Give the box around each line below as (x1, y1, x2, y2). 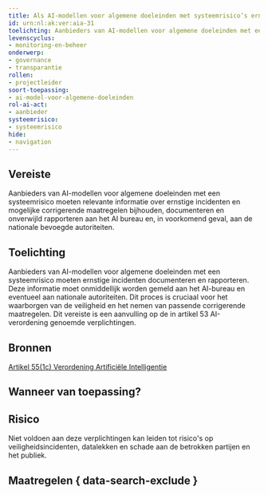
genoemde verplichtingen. (49, 318, 137, 327)
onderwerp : (8, 49, 45, 57)
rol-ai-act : (8, 101, 48, 109)
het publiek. (8, 450, 48, 460)
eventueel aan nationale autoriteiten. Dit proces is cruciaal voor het (8, 292, 228, 302)
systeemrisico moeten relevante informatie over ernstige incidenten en (8, 197, 241, 207)
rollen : (8, 71, 34, 79)
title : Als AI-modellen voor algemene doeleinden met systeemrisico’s (8, 11, 248, 20)
